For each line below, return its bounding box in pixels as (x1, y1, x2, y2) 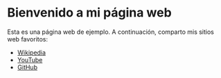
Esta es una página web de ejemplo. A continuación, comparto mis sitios (7, 28, 215, 36)
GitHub (17, 63, 38, 71)
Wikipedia (17, 48, 46, 57)
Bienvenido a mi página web (7, 5, 172, 21)
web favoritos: (7, 35, 48, 43)
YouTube (17, 55, 43, 64)
